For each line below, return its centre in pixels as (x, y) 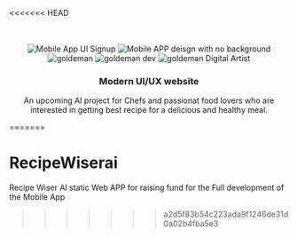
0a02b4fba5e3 (191, 224)
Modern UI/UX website (149, 81)
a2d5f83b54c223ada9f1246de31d (226, 214)
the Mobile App (37, 197)
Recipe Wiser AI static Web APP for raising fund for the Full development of (147, 188)
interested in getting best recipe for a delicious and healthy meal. (149, 110)
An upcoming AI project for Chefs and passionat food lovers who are (149, 100)
